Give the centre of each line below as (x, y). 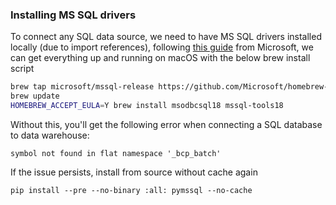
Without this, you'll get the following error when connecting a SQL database (166, 124)
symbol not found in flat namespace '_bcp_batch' (116, 153)
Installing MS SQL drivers (73, 15)
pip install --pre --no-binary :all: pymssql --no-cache (131, 190)
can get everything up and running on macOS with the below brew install (160, 58)
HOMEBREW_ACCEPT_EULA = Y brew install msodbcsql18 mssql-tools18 (147, 106)
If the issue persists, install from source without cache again (134, 172)
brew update (35, 96)
